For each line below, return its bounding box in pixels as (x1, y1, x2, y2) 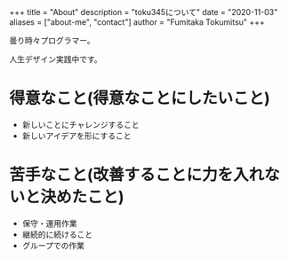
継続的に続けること (21, 229, 93, 239)
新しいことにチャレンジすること (21, 119, 140, 129)
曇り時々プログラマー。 (9, 35, 95, 45)
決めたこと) (40, 187, 124, 208)
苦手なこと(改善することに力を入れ (9, 165, 265, 185)
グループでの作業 (21, 239, 84, 250)
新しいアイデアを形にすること (21, 130, 132, 141)
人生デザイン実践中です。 (9, 54, 102, 64)
